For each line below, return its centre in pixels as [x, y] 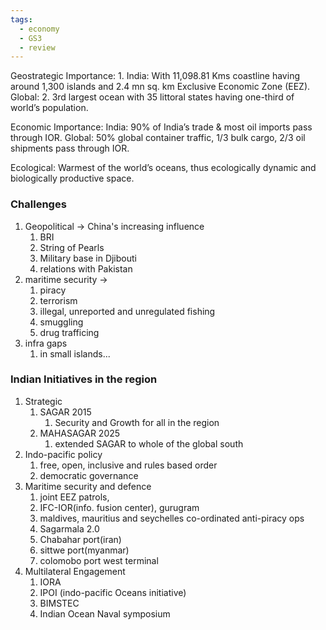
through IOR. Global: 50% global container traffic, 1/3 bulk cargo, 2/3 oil [158, 138]
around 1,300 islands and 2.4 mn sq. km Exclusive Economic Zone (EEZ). [160, 87]
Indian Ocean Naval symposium [105, 613]
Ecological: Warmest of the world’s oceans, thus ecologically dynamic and [163, 168]
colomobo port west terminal [99, 560]
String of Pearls [72, 247]
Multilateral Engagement [75, 571]
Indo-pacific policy [63, 454]
